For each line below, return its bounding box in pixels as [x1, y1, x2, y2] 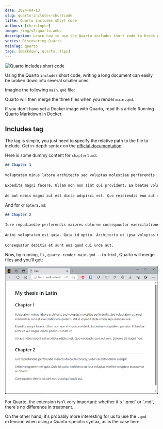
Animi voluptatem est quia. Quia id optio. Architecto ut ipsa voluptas [5, 232, 155, 238]
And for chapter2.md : [5, 202, 47, 208]
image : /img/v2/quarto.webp [5, 28, 62, 34]
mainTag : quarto [5, 44, 38, 49]
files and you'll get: [5, 257, 43, 263]
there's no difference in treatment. [5, 404, 74, 410]
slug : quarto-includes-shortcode [5, 13, 73, 18]
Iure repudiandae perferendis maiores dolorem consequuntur [5, 222, 130, 227]
